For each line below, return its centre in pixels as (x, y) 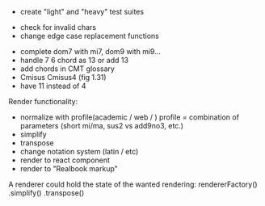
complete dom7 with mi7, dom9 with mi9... (90, 51)
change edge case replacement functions (89, 36)
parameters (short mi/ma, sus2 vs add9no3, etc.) (102, 126)
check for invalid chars (58, 27)
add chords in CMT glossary (67, 69)
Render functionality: (43, 101)
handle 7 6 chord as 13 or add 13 (74, 60)
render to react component (65, 160)
